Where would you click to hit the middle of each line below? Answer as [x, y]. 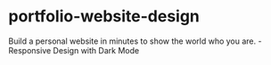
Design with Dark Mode [96, 50]
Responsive [30, 50]
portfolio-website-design [104, 16]
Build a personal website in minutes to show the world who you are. [132, 41]
